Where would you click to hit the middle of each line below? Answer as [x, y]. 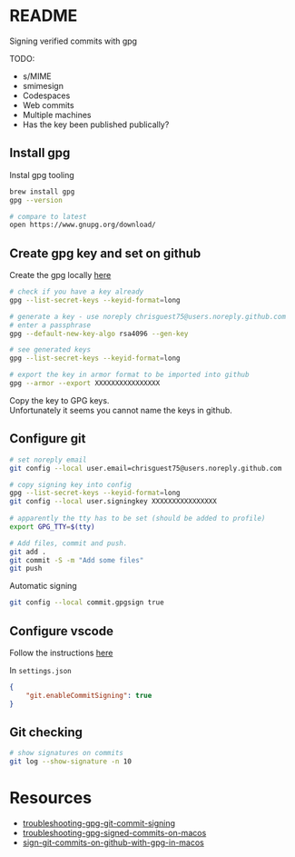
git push [26, 569]
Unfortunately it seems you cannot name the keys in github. [121, 410]
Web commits [48, 105]
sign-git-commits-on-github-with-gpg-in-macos [113, 842]
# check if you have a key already [77, 292]
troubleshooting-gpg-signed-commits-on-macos [114, 833]
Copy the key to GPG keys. [59, 400]
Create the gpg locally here [60, 275]
